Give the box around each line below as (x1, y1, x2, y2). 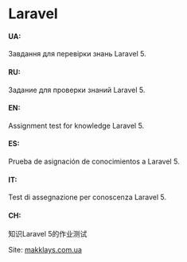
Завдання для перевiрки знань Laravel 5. (8, 49, 146, 59)
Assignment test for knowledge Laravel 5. (8, 121, 145, 130)
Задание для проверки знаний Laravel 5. (8, 85, 146, 94)
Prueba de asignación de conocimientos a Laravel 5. (8, 156, 181, 166)
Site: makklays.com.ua (8, 245, 82, 255)
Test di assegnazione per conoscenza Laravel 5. (8, 192, 167, 202)
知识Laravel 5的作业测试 (8, 229, 88, 239)
